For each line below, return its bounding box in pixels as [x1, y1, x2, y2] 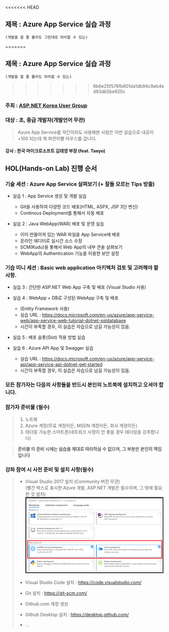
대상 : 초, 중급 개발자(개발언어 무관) [5, 117, 85, 124]
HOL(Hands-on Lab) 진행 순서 [5, 164, 97, 173]
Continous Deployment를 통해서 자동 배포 [20, 210, 104, 216]
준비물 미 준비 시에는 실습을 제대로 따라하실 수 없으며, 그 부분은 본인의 [17, 446, 153, 452]
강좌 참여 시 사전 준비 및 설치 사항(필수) [5, 466, 94, 473]
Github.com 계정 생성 [25, 601, 69, 607]
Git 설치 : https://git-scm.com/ [25, 590, 87, 596]
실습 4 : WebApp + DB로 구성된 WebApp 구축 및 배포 [12, 295, 119, 301]
